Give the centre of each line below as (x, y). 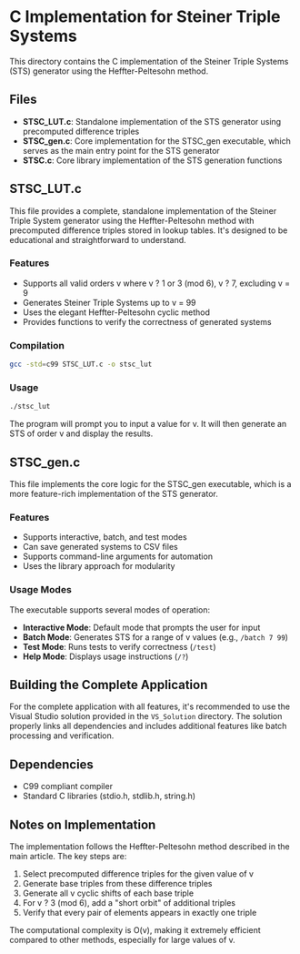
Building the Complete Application (109, 685)
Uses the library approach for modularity (99, 566)
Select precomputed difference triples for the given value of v (138, 874)
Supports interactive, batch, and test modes (105, 537)
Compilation (37, 345)
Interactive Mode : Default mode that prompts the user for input (141, 627)
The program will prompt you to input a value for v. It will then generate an (148, 424)
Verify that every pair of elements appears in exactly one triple (140, 913)
